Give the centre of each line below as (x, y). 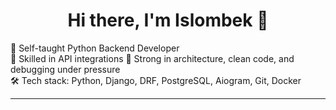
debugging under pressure (65, 69)
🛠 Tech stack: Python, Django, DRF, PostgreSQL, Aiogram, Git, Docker (156, 80)
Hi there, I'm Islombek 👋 (168, 20)
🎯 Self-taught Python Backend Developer (95, 48)
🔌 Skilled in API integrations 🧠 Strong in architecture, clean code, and (152, 58)
